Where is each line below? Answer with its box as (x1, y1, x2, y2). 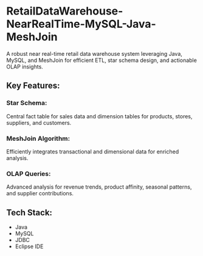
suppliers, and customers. (6, 119, 72, 126)
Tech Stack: (6, 207, 53, 218)
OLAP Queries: (6, 169, 51, 178)
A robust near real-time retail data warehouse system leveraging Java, (6, 50, 182, 57)
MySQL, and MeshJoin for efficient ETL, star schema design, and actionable (6, 56, 198, 64)
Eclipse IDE (15, 243, 44, 250)
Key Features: (6, 81, 60, 91)
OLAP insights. (6, 62, 44, 70)
